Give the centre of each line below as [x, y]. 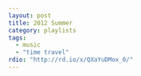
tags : [17, 38]
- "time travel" [42, 52]
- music [28, 45]
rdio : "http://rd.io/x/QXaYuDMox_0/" [71, 60]
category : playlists [43, 30]
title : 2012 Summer [41, 23]
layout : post [30, 15]
